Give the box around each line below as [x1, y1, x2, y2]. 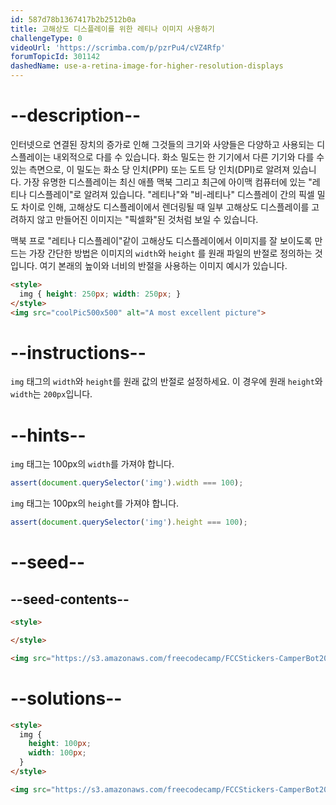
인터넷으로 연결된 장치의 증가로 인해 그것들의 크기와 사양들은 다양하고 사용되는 [10, 138, 315, 150]
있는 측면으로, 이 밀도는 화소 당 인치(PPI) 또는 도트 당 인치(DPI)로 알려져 [10, 163, 291, 175]
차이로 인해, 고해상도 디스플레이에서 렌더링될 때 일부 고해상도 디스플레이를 [20, 201, 310, 213]
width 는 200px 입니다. [10, 388, 93, 400]
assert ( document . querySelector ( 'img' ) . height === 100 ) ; [10, 517, 248, 528]
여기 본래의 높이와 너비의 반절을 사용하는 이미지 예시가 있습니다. [39, 259, 288, 271]
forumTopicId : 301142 [10, 52, 101, 62]
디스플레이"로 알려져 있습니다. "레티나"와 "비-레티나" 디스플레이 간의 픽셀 [28, 188, 315, 200]
